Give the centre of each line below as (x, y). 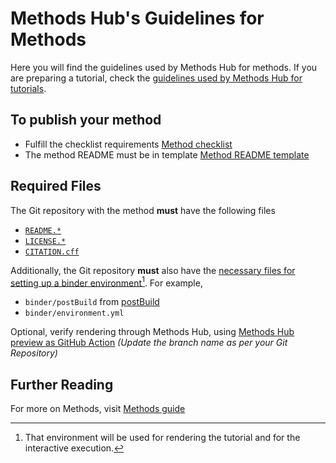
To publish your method (86, 120)
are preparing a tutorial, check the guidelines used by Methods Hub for (156, 78)
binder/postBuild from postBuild (92, 302)
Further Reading (62, 384)
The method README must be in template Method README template (167, 154)
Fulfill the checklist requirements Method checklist (128, 144)
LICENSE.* (45, 241)
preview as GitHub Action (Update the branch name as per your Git (149, 343)
